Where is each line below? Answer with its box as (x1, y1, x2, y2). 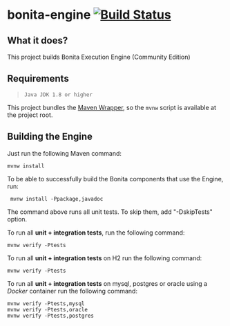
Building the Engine (7, 131, 93, 143)
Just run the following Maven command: (7, 149, 122, 157)
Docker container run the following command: (7, 287, 138, 295)
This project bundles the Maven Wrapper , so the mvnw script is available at (7, 103, 216, 111)
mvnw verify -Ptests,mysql (7, 300, 85, 307)
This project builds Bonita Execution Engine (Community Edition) (7, 53, 191, 61)
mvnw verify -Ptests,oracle (7, 306, 88, 313)
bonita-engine (7, 7, 91, 23)
